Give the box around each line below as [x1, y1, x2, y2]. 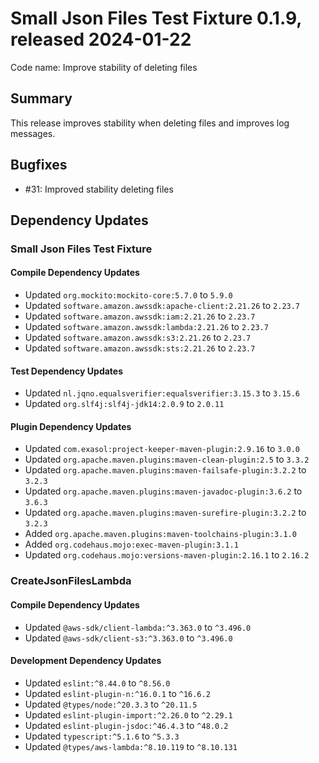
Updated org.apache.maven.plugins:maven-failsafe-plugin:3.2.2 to [24, 464, 307, 476]
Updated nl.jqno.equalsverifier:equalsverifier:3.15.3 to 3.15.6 [24, 387, 301, 399]
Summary [10, 90, 73, 107]
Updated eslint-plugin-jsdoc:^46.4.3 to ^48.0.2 [24, 719, 229, 731]
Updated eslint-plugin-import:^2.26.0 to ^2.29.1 [24, 708, 233, 721]
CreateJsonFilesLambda [10, 574, 132, 588]
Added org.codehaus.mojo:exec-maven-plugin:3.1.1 [24, 538, 239, 551]
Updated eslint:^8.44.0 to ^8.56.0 [24, 677, 171, 689]
